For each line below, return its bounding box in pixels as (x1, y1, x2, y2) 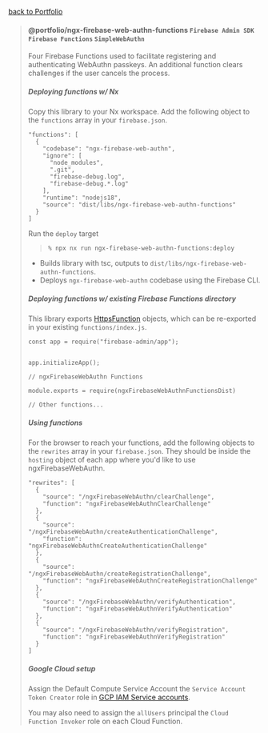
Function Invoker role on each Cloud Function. (27, 716, 182, 727)
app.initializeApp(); (27, 359, 100, 367)
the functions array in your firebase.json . (27, 115, 168, 125)
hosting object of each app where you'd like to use (27, 455, 196, 465)
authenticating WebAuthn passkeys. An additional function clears (27, 60, 243, 70)
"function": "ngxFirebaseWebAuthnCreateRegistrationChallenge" (42, 577, 258, 585)
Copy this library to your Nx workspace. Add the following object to (27, 107, 250, 117)
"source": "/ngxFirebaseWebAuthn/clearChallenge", (42, 493, 215, 501)
